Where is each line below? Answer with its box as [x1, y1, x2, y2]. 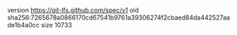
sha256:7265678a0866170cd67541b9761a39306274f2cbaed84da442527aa [7, 13, 231, 22]
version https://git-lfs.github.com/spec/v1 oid [7, 6, 139, 14]
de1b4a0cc [7, 21, 40, 29]
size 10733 [41, 21, 72, 29]
